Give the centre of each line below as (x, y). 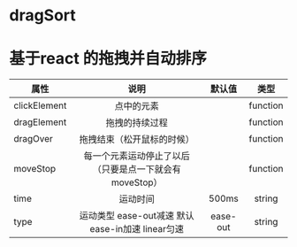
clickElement (40, 105)
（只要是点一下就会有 (137, 169)
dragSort (43, 15)
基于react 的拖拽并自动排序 (108, 59)
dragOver (33, 139)
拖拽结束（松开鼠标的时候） (137, 140)
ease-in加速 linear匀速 (137, 229)
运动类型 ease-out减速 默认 (137, 216)
